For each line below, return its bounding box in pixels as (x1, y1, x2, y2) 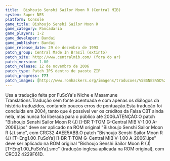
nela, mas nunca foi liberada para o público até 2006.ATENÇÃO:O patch (5, 113, 155, 119)
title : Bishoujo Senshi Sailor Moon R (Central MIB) (5, 7, 121, 13)
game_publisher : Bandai (5, 41, 56, 46)
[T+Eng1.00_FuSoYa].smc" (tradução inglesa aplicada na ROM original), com (5, 145, 164, 152)
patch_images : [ (5, 78, 39, 83)
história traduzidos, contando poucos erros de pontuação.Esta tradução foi (5, 102, 162, 109)
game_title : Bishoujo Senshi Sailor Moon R (5, 21, 99, 27)
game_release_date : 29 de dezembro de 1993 (5, 45, 99, 50)
